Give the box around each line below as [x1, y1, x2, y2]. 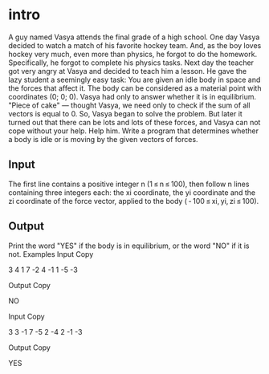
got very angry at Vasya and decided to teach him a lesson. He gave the [8, 66, 247, 75]
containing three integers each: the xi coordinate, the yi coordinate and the [8, 187, 255, 197]
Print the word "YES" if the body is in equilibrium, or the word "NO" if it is [8, 241, 250, 250]
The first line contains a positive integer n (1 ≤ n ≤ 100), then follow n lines [8, 179, 250, 189]
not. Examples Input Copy [8, 249, 94, 258]
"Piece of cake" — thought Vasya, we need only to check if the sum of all [8, 100, 251, 110]
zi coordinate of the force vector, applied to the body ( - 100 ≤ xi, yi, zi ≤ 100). [8, 196, 259, 205]
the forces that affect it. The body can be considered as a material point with [8, 83, 262, 93]
